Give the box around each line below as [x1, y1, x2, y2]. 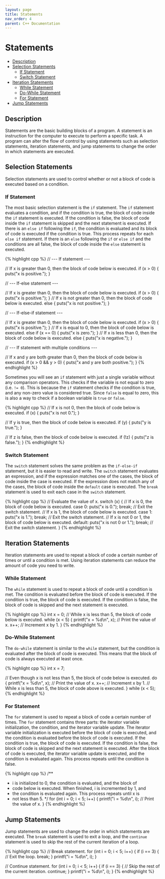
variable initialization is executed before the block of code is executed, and [5, 730, 157, 736]
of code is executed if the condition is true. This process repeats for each [5, 231, 154, 237]
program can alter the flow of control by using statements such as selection [5, 138, 158, 144]
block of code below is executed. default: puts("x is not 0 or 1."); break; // [5, 520, 153, 525]
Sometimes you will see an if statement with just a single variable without [5, 374, 155, 380]
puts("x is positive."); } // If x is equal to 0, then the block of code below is [5, 325, 154, 330]
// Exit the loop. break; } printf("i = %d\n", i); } [5, 853, 97, 859]
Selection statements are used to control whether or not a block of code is [5, 176, 156, 182]
